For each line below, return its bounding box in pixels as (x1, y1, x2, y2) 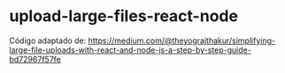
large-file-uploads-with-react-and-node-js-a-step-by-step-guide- (9, 44, 252, 55)
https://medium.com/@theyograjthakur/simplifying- (88, 35, 276, 46)
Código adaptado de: (9, 35, 87, 46)
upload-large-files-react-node (9, 6, 239, 26)
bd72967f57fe (9, 54, 62, 64)
